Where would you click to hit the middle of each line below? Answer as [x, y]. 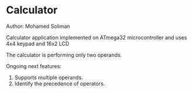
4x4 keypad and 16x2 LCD [38, 44]
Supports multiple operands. [49, 77]
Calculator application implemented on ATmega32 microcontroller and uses [97, 37]
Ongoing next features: [34, 66]
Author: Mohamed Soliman [38, 26]
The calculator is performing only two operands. [64, 55]
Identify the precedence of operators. [59, 83]
